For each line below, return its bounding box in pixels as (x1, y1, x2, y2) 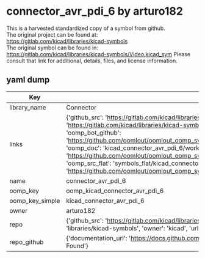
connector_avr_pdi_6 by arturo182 (6, 4, 183, 18)
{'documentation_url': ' (66, 234, 131, 242)
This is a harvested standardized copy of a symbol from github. (6, 24, 166, 32)
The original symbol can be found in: (6, 44, 99, 51)
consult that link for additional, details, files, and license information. (6, 57, 178, 64)
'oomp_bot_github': (66, 128, 121, 137)
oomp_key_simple (9, 196, 60, 205)
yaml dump (6, 75, 50, 85)
